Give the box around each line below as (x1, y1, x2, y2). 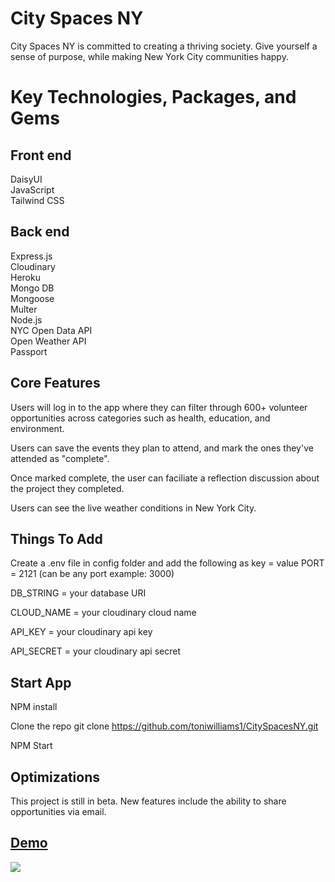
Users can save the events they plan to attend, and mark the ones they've (10, 442, 314, 454)
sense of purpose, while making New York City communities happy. (10, 50, 289, 62)
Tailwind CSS (10, 194, 65, 206)
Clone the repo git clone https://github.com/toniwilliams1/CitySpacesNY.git (10, 720, 319, 732)
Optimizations (10, 768, 100, 786)
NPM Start (10, 740, 53, 752)
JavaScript (10, 183, 55, 196)
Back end (10, 223, 70, 241)
